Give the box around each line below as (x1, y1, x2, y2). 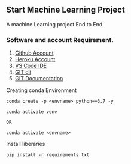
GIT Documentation (14, 75, 63, 82)
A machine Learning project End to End (6, 20, 103, 28)
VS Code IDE (14, 62, 47, 70)
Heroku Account (14, 56, 56, 63)
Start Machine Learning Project (6, 5, 126, 15)
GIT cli (14, 68, 31, 76)
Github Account (14, 49, 54, 56)
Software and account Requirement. (6, 35, 114, 44)
